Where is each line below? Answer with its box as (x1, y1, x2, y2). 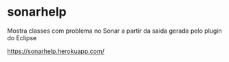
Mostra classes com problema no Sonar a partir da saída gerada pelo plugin (7, 27, 222, 35)
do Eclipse (7, 33, 37, 42)
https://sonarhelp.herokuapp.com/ (7, 47, 105, 55)
